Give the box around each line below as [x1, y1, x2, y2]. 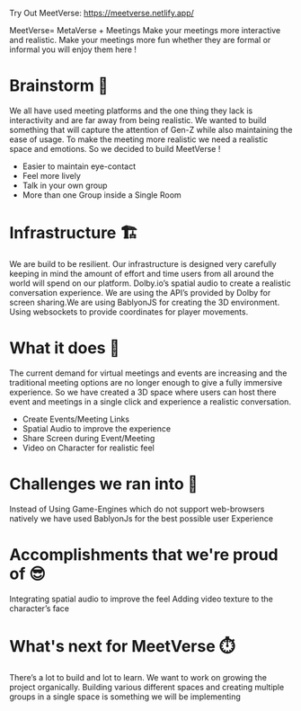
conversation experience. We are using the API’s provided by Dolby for [9, 287, 271, 298]
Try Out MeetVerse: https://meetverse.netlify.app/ [9, 8, 195, 18]
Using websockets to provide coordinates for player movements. [9, 306, 249, 317]
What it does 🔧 [9, 338, 120, 359]
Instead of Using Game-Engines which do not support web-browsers [9, 503, 265, 514]
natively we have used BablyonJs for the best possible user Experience [9, 512, 274, 524]
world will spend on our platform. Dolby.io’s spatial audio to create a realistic [9, 278, 291, 289]
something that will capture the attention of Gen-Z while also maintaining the [9, 124, 293, 135]
